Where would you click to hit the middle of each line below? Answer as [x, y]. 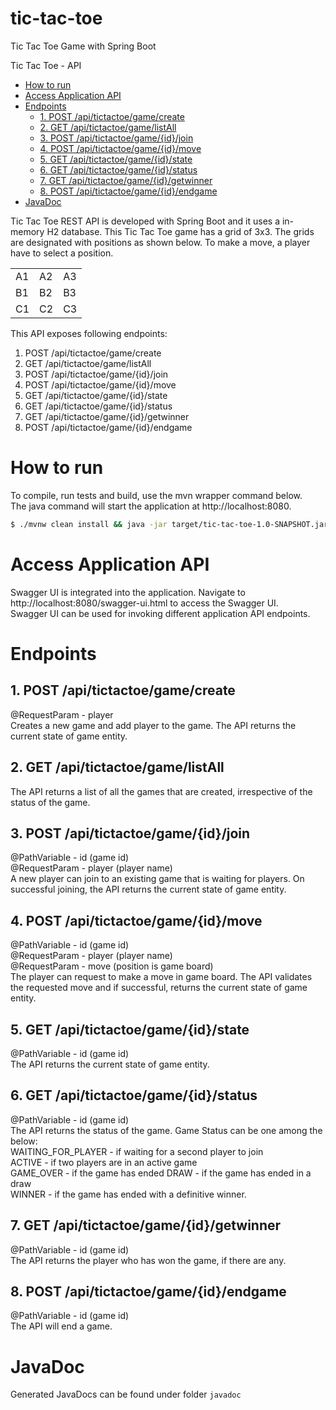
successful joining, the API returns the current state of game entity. [148, 889]
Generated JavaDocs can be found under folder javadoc [126, 1394]
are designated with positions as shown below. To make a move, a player [160, 242]
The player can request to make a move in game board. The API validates [161, 977]
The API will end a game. [61, 1326]
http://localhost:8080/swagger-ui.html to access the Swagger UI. [144, 603]
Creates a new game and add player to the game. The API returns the [153, 725]
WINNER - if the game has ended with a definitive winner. [128, 1194]
